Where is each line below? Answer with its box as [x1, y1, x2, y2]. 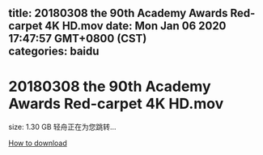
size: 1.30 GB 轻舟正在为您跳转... [8, 122, 117, 132]
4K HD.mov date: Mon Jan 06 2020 [44, 19, 227, 33]
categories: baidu [8, 45, 100, 58]
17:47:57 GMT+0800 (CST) [8, 32, 147, 45]
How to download [8, 138, 67, 149]
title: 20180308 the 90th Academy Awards [8, 6, 228, 20]
